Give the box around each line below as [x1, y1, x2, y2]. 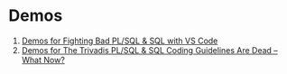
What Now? [21, 54, 65, 65]
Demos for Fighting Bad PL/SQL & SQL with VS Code [21, 35, 218, 46]
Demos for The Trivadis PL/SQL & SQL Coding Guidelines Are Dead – [21, 44, 279, 55]
